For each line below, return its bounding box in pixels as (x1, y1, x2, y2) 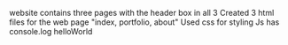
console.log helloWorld (9, 26, 93, 36)
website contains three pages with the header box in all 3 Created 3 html (9, 8, 275, 18)
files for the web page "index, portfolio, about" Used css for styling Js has (9, 17, 280, 27)
